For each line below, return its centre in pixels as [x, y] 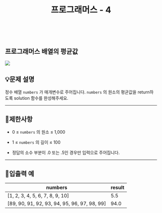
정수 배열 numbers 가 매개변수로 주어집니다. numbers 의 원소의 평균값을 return [77, 92]
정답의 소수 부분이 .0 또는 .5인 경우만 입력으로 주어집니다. [66, 152]
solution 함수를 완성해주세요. [41, 98]
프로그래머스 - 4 [81, 10]
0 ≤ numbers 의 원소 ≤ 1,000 [39, 132]
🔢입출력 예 [20, 174]
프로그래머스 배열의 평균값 [41, 51]
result [117, 188]
